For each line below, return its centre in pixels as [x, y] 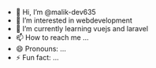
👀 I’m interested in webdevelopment [74, 20]
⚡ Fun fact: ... [37, 57]
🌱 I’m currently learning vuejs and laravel [82, 29]
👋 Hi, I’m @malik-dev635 [56, 12]
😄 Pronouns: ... [41, 48]
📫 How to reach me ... [52, 38]
